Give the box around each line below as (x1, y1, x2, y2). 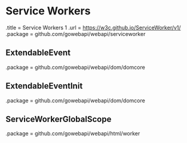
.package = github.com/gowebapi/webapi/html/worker (5, 130, 140, 137)
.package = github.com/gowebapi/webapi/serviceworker (5, 30, 146, 37)
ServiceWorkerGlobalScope (5, 114, 112, 124)
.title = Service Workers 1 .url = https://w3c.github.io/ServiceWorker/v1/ (5, 24, 181, 31)
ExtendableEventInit (5, 81, 83, 91)
